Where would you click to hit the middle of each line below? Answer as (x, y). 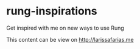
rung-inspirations (52, 11)
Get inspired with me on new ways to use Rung (65, 28)
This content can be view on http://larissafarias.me (70, 39)
